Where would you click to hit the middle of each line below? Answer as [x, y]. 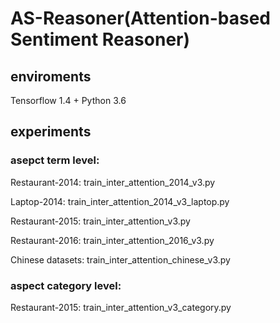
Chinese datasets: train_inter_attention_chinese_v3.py [120, 259]
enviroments [51, 76]
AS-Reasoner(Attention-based [141, 18]
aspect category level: [66, 285]
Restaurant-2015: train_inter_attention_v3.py [100, 221]
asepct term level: [55, 160]
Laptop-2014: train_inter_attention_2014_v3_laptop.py [120, 201]
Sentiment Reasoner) [100, 39]
